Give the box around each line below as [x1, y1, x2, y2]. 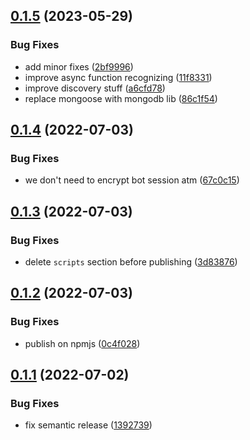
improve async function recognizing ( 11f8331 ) [24, 71, 213, 83]
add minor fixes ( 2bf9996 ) [24, 60, 134, 73]
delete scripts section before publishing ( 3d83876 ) [24, 256, 238, 268]
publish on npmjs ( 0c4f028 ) [24, 337, 141, 349]
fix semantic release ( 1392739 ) [24, 419, 153, 431]
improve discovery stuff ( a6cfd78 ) [24, 82, 166, 94]
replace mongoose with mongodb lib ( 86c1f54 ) [24, 92, 218, 104]
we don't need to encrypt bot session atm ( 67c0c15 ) [24, 174, 240, 186]
